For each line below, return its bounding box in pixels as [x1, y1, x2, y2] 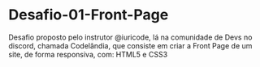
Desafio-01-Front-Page [8, 6, 169, 24]
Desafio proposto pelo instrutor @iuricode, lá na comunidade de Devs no [8, 32, 253, 42]
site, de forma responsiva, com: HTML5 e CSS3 [8, 49, 168, 59]
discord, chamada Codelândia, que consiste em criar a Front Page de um [8, 40, 253, 50]
